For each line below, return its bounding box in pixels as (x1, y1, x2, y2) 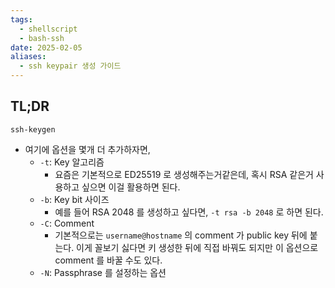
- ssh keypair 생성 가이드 (19, 61, 122, 71)
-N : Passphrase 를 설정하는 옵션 (39, 266, 167, 278)
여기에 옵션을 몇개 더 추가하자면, (24, 143, 151, 155)
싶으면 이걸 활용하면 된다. (81, 181, 181, 193)
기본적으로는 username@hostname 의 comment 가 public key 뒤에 (54, 229, 308, 241)
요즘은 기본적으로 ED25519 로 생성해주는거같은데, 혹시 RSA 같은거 (54, 168, 314, 180)
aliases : (10, 52, 47, 62)
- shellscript (19, 24, 78, 34)
